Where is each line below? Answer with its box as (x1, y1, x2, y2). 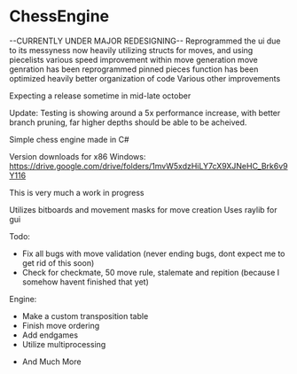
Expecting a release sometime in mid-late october (9, 90, 191, 101)
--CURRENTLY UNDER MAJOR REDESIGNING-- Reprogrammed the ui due (9, 35, 281, 46)
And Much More (21, 356, 82, 367)
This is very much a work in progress (9, 187, 145, 198)
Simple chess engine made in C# (9, 134, 130, 144)
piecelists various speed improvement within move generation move (9, 54, 259, 65)
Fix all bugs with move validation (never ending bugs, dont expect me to (21, 248, 285, 259)
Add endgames (21, 330, 78, 340)
